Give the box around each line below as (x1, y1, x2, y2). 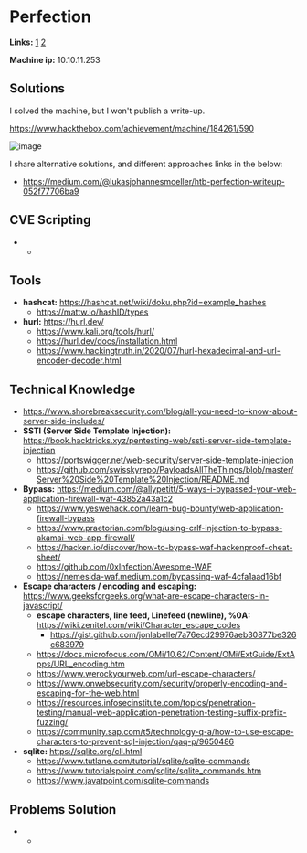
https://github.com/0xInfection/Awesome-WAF (36, 561, 213, 572)
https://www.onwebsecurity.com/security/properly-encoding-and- (36, 678, 288, 689)
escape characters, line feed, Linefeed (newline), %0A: (36, 610, 251, 621)
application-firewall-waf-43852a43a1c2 (22, 494, 174, 505)
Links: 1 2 (9, 37, 47, 48)
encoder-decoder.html (36, 355, 122, 367)
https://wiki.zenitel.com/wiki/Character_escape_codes (36, 620, 241, 631)
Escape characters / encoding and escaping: (22, 581, 196, 592)
